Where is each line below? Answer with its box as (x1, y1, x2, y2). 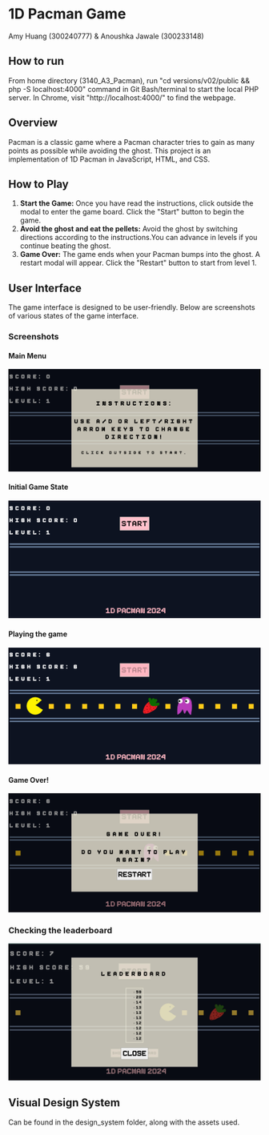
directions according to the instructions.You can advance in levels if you (19, 233, 258, 243)
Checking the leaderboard (8, 924, 113, 936)
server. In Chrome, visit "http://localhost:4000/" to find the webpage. (8, 93, 236, 102)
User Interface (8, 281, 82, 295)
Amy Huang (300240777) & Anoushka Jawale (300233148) (8, 31, 204, 41)
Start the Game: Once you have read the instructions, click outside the (19, 199, 254, 208)
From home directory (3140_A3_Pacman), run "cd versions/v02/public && (8, 75, 251, 85)
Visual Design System (8, 1096, 120, 1109)
